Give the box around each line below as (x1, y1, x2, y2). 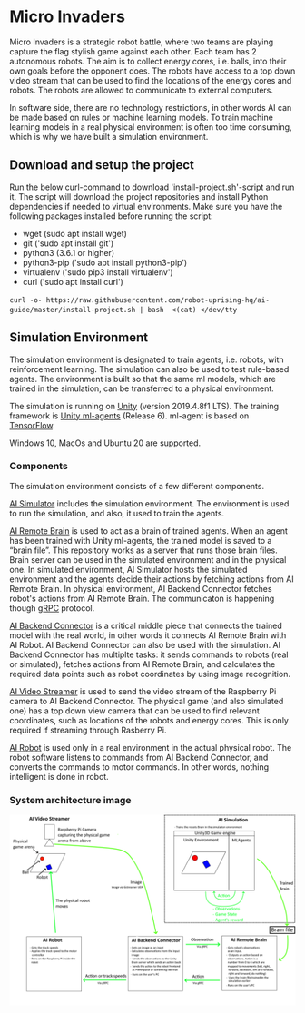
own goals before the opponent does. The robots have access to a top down (9, 65, 296, 76)
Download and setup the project (9, 157, 195, 173)
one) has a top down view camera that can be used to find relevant (9, 705, 261, 716)
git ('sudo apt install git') (22, 238, 114, 249)
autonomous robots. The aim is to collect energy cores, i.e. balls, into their (9, 55, 287, 66)
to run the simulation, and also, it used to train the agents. (9, 507, 225, 518)
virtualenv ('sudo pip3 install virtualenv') (22, 266, 174, 278)
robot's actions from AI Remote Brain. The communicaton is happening (9, 593, 275, 604)
